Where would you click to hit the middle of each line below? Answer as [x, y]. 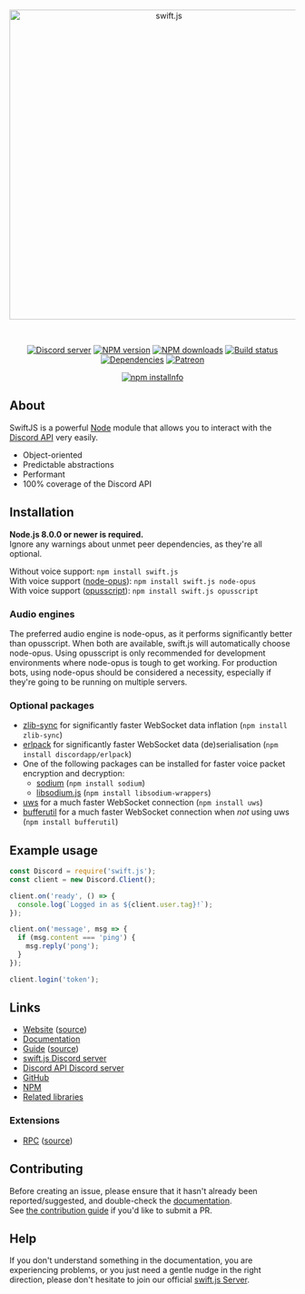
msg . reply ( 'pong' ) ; [63, 946]
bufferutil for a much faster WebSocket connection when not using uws [156, 812]
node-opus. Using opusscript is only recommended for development [138, 653]
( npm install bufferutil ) [70, 822]
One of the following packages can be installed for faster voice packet [154, 764]
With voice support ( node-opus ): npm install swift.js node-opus [133, 580]
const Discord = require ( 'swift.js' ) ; [83, 872]
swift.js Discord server [64, 1059]
